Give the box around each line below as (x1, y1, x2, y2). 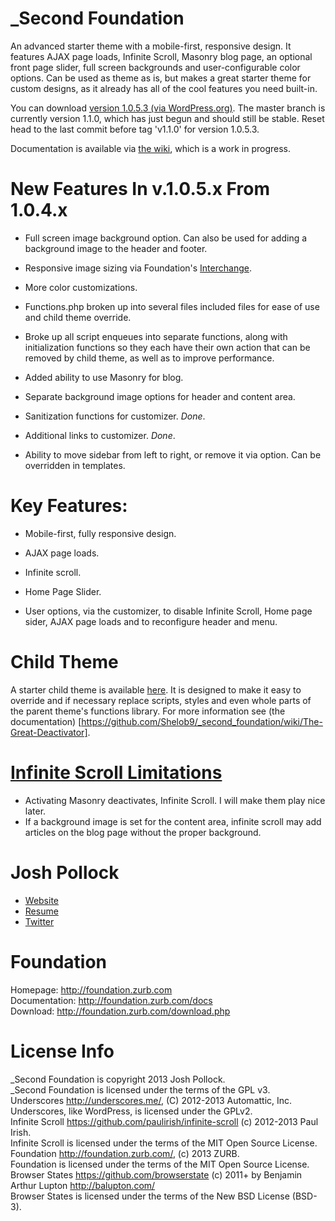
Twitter (24, 915, 55, 927)
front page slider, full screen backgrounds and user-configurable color (10, 61, 301, 73)
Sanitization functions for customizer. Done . (24, 410, 206, 422)
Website (24, 894, 60, 906)
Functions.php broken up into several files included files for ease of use (24, 300, 320, 312)
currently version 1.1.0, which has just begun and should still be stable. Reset (10, 112, 325, 124)
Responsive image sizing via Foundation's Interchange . (24, 262, 252, 274)
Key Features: (10, 495, 128, 517)
